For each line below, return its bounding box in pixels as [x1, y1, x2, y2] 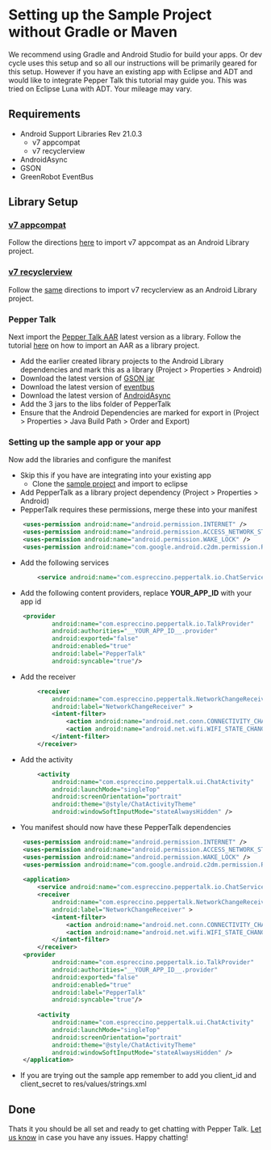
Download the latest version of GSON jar [19, 373, 155, 383]
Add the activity [19, 754, 73, 765]
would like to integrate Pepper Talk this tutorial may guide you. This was [8, 75, 248, 85]
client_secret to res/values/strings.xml [19, 1079, 147, 1089]
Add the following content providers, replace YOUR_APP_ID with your [19, 588, 252, 597]
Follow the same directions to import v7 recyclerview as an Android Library [8, 284, 257, 294]
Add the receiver [19, 672, 77, 681]
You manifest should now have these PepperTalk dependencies [19, 823, 231, 832]
